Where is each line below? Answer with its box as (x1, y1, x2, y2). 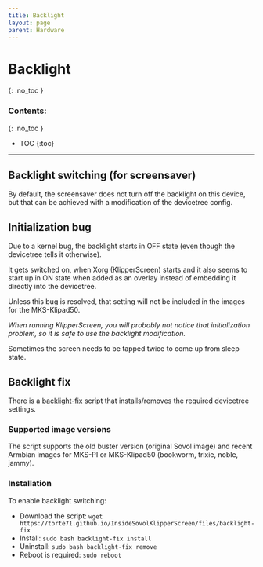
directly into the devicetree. (8, 282, 97, 291)
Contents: (8, 105, 47, 116)
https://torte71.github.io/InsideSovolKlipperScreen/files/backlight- (19, 519, 255, 527)
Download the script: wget (19, 511, 103, 521)
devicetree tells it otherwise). (8, 250, 102, 259)
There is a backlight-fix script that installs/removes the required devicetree (8, 396, 249, 405)
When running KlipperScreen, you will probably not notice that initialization (8, 320, 250, 330)
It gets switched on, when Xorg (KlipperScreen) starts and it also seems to (8, 265, 248, 275)
